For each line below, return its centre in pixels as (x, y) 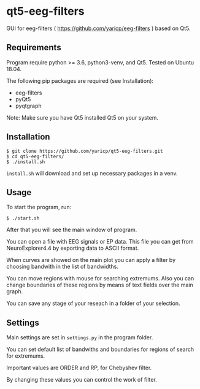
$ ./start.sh (23, 218)
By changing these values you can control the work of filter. (82, 380)
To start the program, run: (39, 207)
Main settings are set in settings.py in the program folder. (80, 337)
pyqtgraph (28, 106)
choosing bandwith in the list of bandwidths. (62, 267)
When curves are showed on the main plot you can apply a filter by (91, 260)
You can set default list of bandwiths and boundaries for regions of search (100, 349)
